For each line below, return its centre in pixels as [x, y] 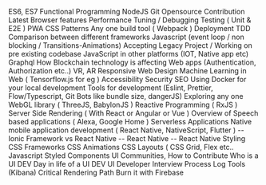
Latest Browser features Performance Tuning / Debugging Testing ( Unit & [130, 20]
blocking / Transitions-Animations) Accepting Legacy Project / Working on [131, 45]
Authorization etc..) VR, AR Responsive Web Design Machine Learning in [128, 71]
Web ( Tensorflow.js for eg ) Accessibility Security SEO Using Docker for [127, 79]
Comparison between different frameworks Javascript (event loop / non [127, 37]
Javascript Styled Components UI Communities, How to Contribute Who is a [133, 155]
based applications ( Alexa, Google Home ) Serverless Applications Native [130, 122]
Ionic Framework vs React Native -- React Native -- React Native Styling [127, 138]
